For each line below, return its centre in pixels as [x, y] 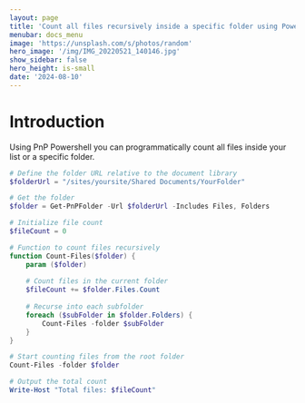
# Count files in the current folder [97, 281]
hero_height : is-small [52, 69]
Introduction [57, 121]
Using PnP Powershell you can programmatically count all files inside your [148, 147]
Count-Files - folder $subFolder [103, 323]
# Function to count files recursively [85, 247]
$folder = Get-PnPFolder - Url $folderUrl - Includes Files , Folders [140, 206]
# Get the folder [42, 198]
